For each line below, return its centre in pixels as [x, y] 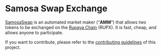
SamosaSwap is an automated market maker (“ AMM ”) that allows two [76, 22]
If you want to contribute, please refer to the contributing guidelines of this [80, 42]
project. [13, 47]
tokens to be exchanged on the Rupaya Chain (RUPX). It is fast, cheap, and [81, 27]
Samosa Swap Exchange [56, 9]
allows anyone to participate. [34, 32]
